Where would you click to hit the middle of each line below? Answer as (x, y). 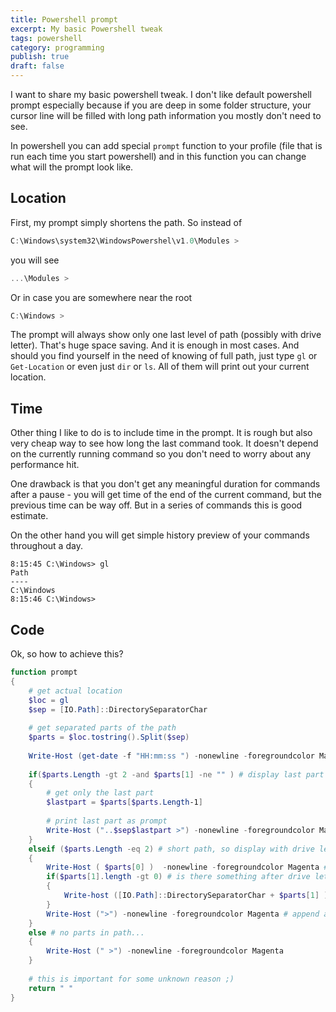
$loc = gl (49, 700)
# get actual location (75, 691)
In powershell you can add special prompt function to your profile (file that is (166, 145)
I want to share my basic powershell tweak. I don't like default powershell (161, 94)
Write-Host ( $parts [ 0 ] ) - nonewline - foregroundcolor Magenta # (187, 867)
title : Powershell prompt (64, 19)
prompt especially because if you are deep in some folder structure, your (161, 105)
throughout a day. (46, 546)
